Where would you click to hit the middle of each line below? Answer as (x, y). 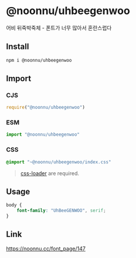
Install (18, 47)
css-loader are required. (50, 173)
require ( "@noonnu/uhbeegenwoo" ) (45, 108)
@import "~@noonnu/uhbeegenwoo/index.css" (59, 162)
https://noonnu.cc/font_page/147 (46, 249)
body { (14, 205)
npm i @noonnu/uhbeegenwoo (39, 60)
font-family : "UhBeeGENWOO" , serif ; (62, 211)
